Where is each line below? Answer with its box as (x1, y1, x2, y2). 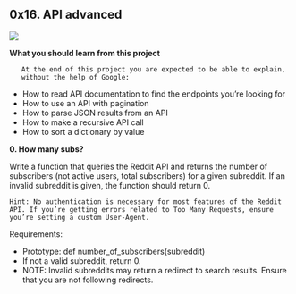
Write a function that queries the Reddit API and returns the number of (9, 161, 268, 172)
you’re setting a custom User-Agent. (9, 213, 150, 222)
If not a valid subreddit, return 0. (21, 255, 141, 266)
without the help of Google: (21, 72, 130, 81)
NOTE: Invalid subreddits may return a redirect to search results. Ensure (21, 265, 288, 275)
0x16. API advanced (9, 7, 123, 22)
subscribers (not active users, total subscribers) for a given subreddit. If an (9, 170, 286, 181)
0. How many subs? (9, 143, 84, 155)
